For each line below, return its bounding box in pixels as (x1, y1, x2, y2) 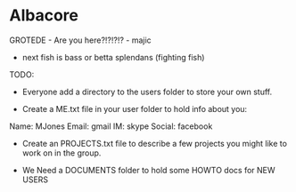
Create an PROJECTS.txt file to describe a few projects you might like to (21, 138, 288, 148)
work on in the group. (21, 148, 102, 158)
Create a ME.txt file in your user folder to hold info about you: (21, 103, 248, 114)
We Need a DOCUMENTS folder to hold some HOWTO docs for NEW (21, 164, 275, 175)
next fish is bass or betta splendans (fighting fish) (21, 52, 205, 62)
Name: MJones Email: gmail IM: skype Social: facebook (9, 121, 213, 132)
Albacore (9, 5, 78, 26)
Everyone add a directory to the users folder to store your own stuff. (21, 86, 273, 97)
